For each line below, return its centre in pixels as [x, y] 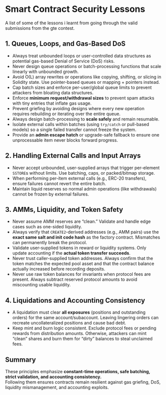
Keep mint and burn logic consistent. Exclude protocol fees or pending [84, 328]
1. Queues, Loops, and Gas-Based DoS [65, 44]
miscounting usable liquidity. [41, 285]
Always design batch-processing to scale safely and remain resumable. [86, 119]
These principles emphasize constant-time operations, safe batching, [78, 371]
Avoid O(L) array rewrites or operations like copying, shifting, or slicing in [87, 77]
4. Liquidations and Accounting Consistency [75, 300]
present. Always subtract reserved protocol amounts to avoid [75, 279]
